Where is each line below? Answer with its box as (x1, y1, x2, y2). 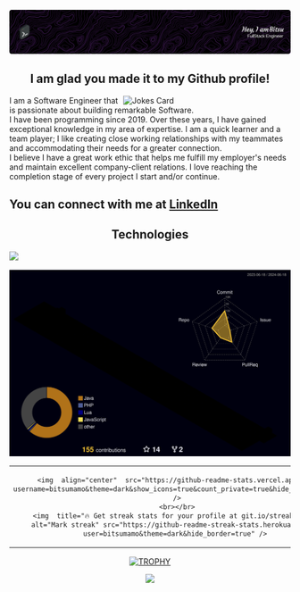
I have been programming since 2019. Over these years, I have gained (9, 113, 267, 125)
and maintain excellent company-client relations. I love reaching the (9, 162, 258, 172)
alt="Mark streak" (30, 520, 100, 529)
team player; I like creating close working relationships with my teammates (9, 133, 284, 144)
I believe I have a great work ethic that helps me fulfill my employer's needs (9, 152, 287, 163)
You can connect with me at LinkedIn (9, 196, 219, 212)
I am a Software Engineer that (9, 95, 119, 105)
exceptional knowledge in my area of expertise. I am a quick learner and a (9, 123, 281, 134)
